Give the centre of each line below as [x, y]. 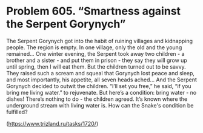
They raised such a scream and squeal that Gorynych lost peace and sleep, [101, 73]
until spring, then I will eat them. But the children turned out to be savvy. [96, 66]
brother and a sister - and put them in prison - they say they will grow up [97, 60]
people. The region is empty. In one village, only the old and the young [94, 47]
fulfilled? [17, 112]
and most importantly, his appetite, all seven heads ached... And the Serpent [101, 80]
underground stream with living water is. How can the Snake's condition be [100, 105]
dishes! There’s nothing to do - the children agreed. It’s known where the [97, 99]
